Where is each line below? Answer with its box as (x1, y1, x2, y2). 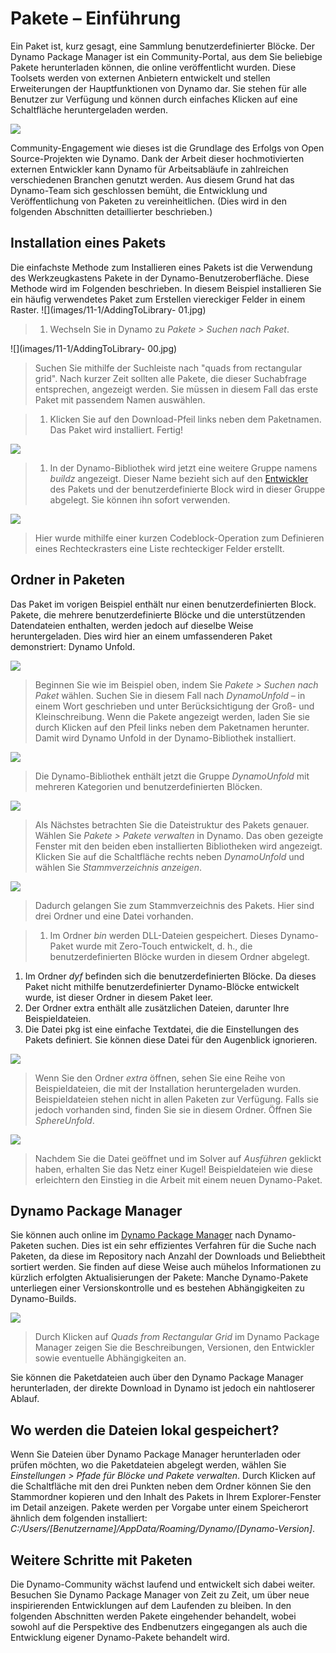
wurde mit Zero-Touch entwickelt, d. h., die (75, 940, 253, 952)
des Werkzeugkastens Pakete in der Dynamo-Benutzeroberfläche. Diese (10, 272, 310, 284)
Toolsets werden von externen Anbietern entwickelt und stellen (10, 72, 271, 84)
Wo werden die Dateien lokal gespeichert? (10, 1422, 280, 1439)
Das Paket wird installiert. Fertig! (49, 423, 184, 436)
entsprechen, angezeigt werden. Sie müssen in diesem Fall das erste (34, 383, 319, 395)
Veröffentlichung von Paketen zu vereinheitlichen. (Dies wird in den (10, 195, 287, 207)
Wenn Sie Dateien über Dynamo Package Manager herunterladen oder (10, 1448, 302, 1461)
